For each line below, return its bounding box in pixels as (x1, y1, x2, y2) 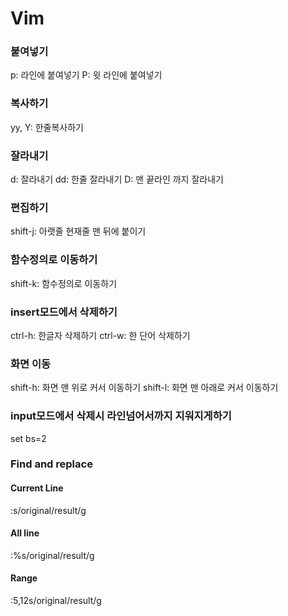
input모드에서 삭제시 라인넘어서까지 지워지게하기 (10, 409, 232, 423)
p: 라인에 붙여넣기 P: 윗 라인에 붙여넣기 (10, 69, 163, 81)
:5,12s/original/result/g (10, 595, 102, 607)
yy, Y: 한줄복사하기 (10, 121, 84, 133)
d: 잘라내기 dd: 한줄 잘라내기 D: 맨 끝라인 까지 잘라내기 (10, 173, 224, 186)
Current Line (10, 482, 64, 494)
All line (10, 527, 40, 539)
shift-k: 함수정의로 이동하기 (10, 277, 118, 289)
